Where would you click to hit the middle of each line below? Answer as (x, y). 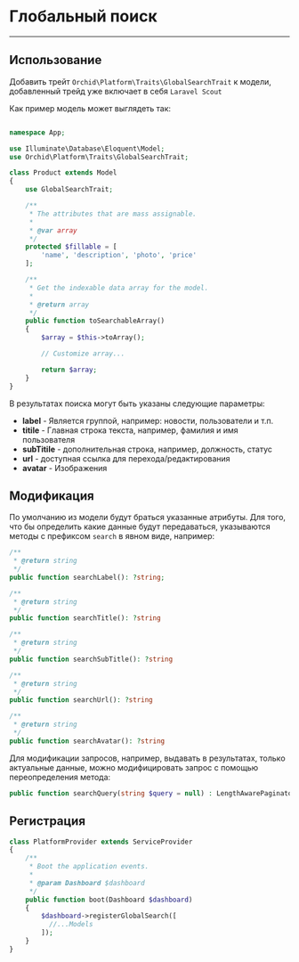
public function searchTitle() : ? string (85, 618)
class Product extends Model (63, 173)
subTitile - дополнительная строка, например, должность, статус (147, 449)
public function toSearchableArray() (95, 321)
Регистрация (48, 821)
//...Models (71, 925)
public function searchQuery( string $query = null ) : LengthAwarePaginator (153, 793)
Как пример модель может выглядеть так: (90, 108)
